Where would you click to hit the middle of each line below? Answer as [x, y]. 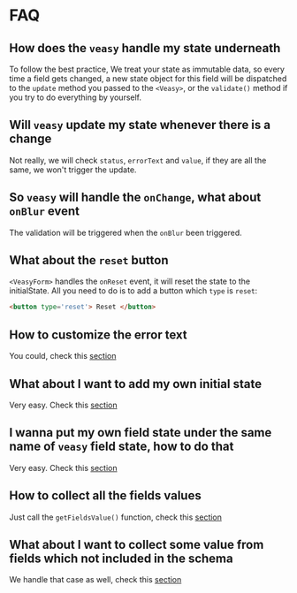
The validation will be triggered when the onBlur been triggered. [126, 232]
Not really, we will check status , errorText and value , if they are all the [138, 160]
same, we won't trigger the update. [73, 170]
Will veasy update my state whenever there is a [140, 125]
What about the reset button [89, 260]
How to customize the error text [98, 335]
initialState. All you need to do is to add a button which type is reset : [133, 291]
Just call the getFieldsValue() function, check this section [116, 517]
